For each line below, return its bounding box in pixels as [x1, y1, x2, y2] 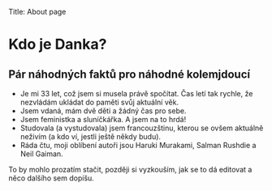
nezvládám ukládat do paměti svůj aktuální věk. [19, 97, 179, 107]
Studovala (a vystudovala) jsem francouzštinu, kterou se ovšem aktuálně [19, 123, 264, 133]
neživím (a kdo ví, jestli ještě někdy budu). [19, 132, 161, 141]
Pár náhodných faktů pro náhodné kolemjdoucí [8, 67, 250, 81]
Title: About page [8, 7, 67, 16]
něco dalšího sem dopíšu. [8, 173, 95, 183]
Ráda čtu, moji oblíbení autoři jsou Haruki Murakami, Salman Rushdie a [19, 141, 257, 150]
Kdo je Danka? [8, 36, 107, 53]
